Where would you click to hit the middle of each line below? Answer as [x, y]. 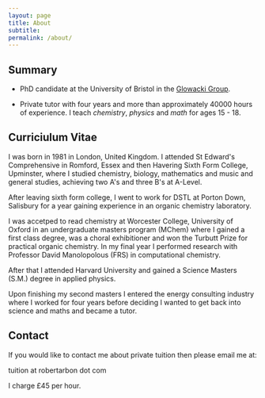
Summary [33, 69]
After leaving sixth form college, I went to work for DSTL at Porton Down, [127, 197]
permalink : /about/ [40, 38]
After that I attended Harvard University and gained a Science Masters [123, 270]
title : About [30, 23]
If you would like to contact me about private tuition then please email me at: [132, 354]
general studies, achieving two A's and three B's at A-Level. [105, 182]
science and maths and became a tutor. [72, 311]
